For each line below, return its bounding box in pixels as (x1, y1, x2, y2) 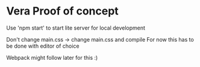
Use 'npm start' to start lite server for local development (6, 24, 146, 31)
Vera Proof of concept (6, 4, 119, 18)
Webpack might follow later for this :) (6, 54, 98, 61)
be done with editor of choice (6, 42, 80, 49)
